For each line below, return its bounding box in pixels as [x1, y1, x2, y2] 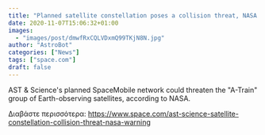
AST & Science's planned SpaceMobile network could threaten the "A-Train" [8, 85, 258, 94]
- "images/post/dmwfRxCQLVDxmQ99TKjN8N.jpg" [15, 33, 165, 42]
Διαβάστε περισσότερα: [8, 109, 86, 118]
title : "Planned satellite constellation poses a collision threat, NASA [8, 11, 258, 20]
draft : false [8, 64, 52, 71]
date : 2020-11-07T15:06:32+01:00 [8, 19, 119, 27]
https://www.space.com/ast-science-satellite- [87, 109, 240, 118]
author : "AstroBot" [8, 41, 73, 49]
